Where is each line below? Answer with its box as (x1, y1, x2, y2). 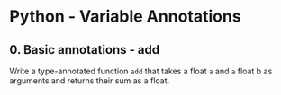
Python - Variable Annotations (9, 6, 241, 27)
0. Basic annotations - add (9, 42, 160, 57)
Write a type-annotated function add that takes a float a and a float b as (9, 65, 273, 76)
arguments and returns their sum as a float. (9, 75, 170, 86)
